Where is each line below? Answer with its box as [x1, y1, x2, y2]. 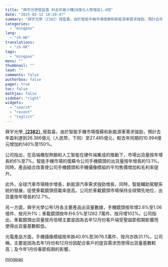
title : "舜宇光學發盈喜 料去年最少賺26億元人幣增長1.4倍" [5, 7, 113, 12]
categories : [5, 21, 30, 26]
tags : [5, 49, 16, 54]
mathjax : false [5, 91, 37, 96]
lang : [5, 30, 16, 35]
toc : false [5, 86, 28, 91]
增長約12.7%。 [22, 193, 53, 199]
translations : [5, 40, 35, 45]
